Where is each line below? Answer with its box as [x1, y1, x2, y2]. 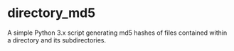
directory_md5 [7, 5, 96, 21]
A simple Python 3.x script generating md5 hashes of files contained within [7, 28, 228, 37]
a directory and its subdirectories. [7, 35, 107, 44]
